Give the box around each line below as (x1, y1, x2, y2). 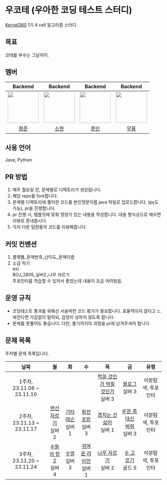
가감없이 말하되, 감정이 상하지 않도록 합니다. (29, 314, 115, 320)
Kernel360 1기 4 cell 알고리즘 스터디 (5, 22, 77, 28)
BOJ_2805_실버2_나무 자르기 (12, 272, 70, 277)
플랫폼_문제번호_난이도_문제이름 (12, 254, 75, 260)
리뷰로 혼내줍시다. (12, 218, 47, 224)
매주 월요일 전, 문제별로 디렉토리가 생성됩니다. (12, 187, 102, 193)
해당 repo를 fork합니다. (12, 193, 58, 199)
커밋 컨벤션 (5, 240, 37, 248)
